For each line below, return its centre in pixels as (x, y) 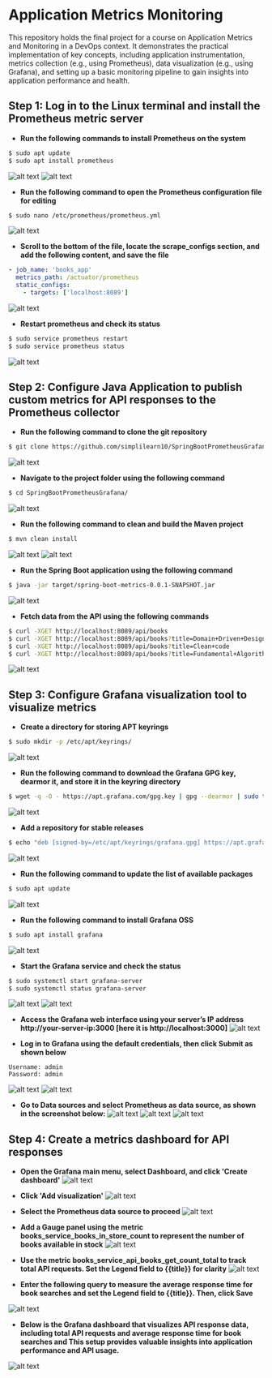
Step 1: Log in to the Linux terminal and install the (134, 106)
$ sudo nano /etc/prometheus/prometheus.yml (85, 215)
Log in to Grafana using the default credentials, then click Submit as (136, 1044)
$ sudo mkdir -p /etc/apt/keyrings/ (70, 742)
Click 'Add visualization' (62, 1196)
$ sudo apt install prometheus (61, 161)
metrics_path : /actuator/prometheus (77, 277)
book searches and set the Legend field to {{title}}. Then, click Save (136, 1293)
